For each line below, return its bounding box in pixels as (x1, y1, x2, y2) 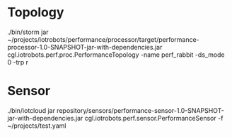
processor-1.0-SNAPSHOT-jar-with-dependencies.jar (7, 43, 163, 51)
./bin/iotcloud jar (7, 106, 55, 114)
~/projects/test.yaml (7, 121, 66, 130)
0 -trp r (7, 57, 29, 66)
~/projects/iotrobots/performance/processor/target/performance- (7, 35, 199, 43)
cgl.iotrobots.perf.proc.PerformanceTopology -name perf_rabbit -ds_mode (7, 50, 225, 59)
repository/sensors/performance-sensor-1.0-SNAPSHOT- (56, 106, 224, 114)
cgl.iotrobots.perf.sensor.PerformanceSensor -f (84, 114, 224, 122)
